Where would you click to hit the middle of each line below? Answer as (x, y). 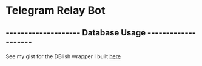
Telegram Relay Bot (56, 10)
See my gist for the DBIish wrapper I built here (63, 56)
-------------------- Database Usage (76, 33)
